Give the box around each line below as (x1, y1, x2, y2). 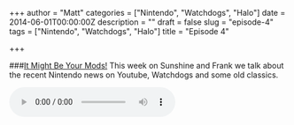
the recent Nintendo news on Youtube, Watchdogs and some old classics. (9, 70, 279, 80)
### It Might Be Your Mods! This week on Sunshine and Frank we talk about (9, 61, 284, 70)
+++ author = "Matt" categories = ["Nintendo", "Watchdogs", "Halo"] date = (9, 8, 286, 18)
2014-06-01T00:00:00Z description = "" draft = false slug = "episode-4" (9, 17, 275, 27)
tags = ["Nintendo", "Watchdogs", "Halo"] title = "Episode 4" (9, 26, 230, 36)
